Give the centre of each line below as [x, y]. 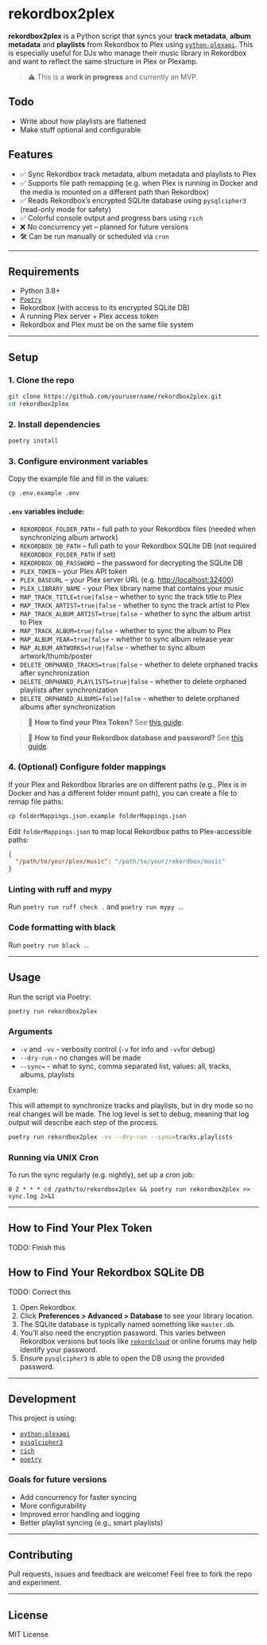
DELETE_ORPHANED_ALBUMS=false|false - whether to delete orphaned [130, 699]
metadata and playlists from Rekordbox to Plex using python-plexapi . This [131, 44]
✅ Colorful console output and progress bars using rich [111, 218]
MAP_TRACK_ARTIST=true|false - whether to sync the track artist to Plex [135, 605]
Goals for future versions [58, 1480]
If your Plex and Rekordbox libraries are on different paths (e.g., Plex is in [128, 784]
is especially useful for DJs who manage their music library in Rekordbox [128, 53]
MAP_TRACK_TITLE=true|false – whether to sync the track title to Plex [131, 597]
